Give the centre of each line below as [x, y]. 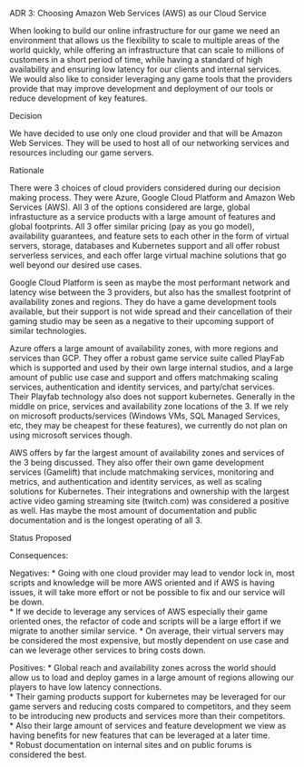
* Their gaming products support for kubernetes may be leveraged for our [147, 697]
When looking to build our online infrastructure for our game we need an [145, 30]
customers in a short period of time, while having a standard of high [136, 59]
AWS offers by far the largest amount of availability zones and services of [147, 452]
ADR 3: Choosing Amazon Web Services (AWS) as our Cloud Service [138, 13]
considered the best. [48, 754]
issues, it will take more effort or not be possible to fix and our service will [147, 592]
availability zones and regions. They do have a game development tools [143, 302]
